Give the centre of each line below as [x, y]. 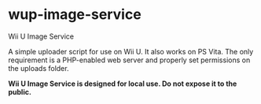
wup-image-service [75, 15]
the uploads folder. [39, 68]
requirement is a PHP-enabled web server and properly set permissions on [129, 60]
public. [20, 91]
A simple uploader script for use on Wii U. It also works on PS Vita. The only [131, 51]
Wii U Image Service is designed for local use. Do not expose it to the [123, 84]
